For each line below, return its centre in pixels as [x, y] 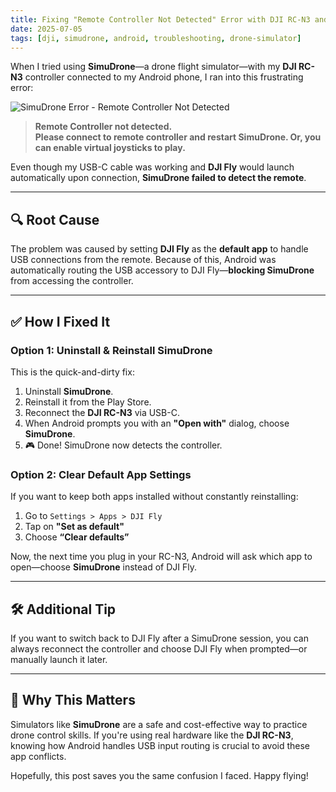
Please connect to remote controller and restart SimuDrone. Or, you [178, 137]
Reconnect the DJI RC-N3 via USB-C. [102, 412]
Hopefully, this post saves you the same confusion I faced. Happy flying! [159, 775]
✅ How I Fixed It [60, 321]
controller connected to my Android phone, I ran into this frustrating [164, 77]
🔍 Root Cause [55, 219]
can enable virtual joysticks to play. [110, 148]
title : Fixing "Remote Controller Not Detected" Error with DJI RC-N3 [160, 19]
